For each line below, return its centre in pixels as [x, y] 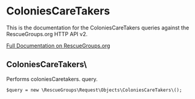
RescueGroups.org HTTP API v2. [47, 34]
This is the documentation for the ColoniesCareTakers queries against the [98, 28]
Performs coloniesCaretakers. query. [52, 79]
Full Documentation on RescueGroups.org [58, 46]
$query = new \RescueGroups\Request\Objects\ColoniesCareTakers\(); [94, 90]
